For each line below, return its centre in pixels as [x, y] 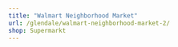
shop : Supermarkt [37, 30]
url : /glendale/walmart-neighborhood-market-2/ [89, 23]
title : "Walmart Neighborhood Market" [73, 16]
